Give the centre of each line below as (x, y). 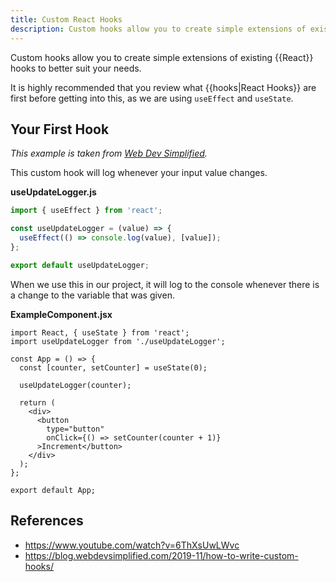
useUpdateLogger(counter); (75, 385)
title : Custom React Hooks (66, 19)
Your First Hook (60, 129)
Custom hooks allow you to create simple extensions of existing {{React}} (162, 57)
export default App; (53, 490)
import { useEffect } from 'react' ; (86, 211)
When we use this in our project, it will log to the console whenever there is (165, 284)
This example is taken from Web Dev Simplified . (109, 153)
